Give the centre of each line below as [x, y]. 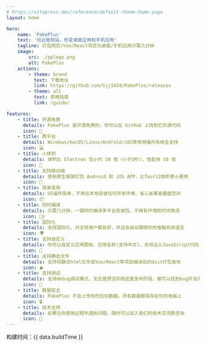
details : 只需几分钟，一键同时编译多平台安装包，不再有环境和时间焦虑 [101, 211]
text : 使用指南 [51, 97]
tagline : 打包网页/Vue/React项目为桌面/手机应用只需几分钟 [86, 46]
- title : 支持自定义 [41, 239]
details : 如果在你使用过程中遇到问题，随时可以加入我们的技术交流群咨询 [104, 313]
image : [26, 52]
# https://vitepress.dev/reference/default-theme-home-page [85, 12]
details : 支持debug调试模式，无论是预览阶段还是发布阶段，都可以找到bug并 [108, 279]
